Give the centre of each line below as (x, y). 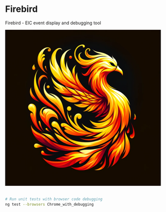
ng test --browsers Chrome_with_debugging (49, 204)
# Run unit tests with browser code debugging (54, 199)
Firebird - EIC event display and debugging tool (53, 23)
